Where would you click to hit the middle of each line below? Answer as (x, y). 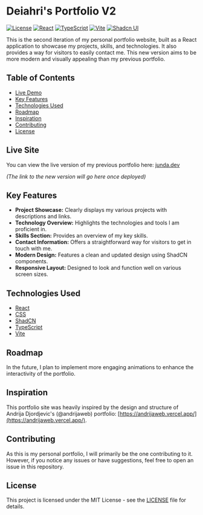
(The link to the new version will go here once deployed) (76, 176)
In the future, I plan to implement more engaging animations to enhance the (100, 367)
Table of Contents (41, 78)
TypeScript (29, 327)
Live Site (23, 150)
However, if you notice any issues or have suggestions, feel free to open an (100, 460)
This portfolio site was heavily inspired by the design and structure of (92, 407)
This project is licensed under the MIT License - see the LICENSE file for (96, 500)
